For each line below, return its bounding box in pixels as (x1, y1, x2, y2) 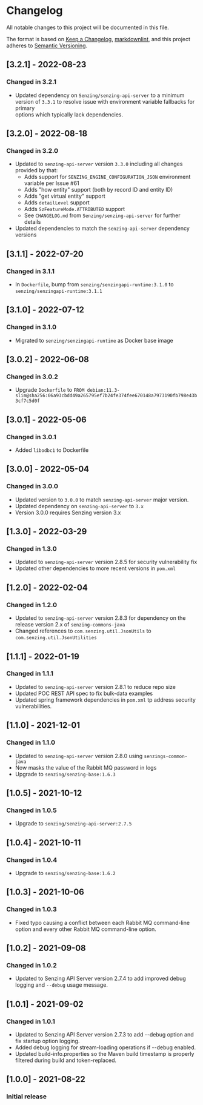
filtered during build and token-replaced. (15, 1056, 117, 1064)
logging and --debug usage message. (15, 981, 108, 989)
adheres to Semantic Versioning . (6, 42, 88, 49)
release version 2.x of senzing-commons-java (15, 621, 125, 628)
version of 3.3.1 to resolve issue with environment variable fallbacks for (15, 98, 195, 105)
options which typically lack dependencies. (15, 110, 123, 118)
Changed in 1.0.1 (6, 1017, 56, 1026)
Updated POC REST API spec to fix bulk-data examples (15, 690, 153, 697)
